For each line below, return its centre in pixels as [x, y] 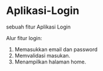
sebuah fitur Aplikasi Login [38, 27]
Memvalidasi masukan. [42, 55]
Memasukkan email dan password [56, 49]
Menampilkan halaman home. [50, 62]
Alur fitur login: [24, 38]
